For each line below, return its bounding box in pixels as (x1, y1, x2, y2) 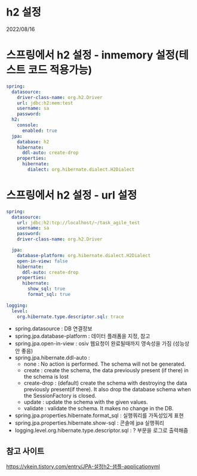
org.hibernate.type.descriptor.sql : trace (17, 314, 124, 320)
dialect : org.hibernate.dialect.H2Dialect (27, 166, 135, 172)
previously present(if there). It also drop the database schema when (23, 386, 191, 393)
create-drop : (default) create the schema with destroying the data (23, 379, 187, 387)
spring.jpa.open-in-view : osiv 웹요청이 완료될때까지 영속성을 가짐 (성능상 (14, 340, 190, 347)
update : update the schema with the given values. (23, 398, 148, 406)
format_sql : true (27, 292, 70, 298)
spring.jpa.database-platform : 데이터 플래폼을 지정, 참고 (14, 332, 150, 340)
